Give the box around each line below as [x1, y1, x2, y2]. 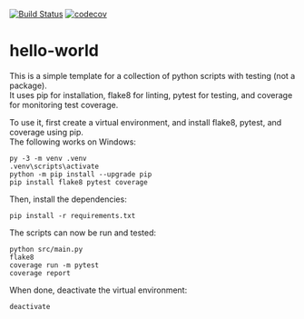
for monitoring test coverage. [9, 99, 119, 110]
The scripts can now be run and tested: [9, 227, 157, 238]
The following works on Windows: [9, 136, 136, 147]
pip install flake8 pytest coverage [9, 177, 148, 186]
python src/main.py [9, 244, 83, 254]
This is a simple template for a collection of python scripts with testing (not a [9, 70, 296, 81]
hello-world [9, 41, 100, 61]
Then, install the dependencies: [9, 194, 127, 204]
